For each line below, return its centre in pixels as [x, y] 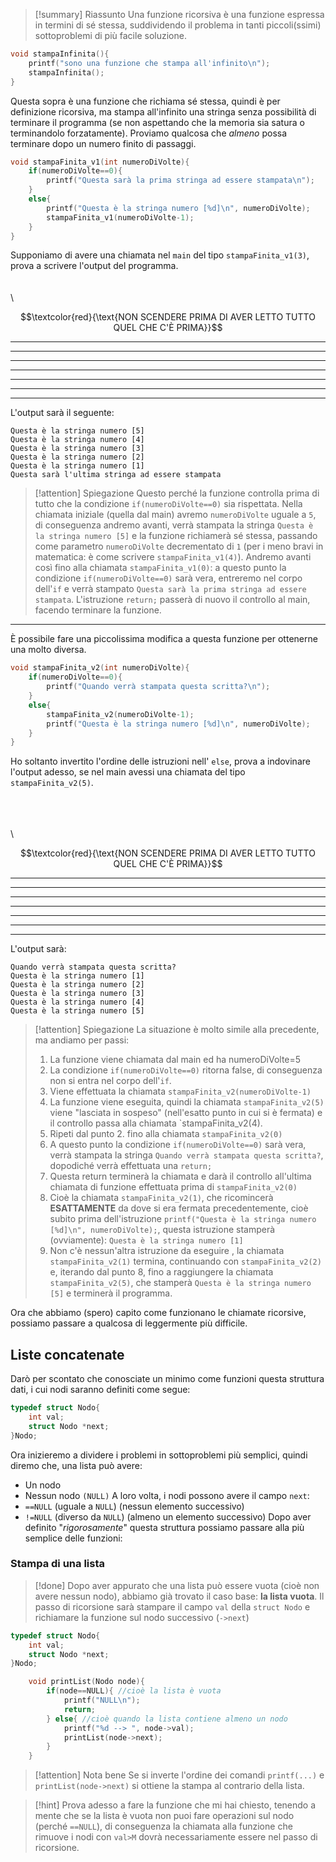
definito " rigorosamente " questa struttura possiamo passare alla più [164, 1527]
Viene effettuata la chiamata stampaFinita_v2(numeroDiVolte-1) [180, 1091]
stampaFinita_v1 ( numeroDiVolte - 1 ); [120, 217]
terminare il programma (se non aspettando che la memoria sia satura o [157, 122]
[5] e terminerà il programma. [111, 1293]
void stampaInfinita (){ [60, 54]
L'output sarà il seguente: [62, 413]
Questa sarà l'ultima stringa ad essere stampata [116, 475]
